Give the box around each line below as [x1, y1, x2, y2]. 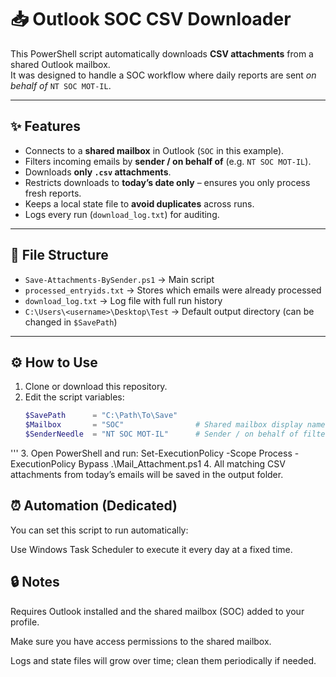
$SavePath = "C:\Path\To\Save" [24, 411, 178, 421]
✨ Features [10, 118, 81, 135]
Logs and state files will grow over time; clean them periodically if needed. [10, 654, 317, 666]
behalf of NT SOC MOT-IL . [10, 79, 112, 91]
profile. [10, 616, 40, 628]
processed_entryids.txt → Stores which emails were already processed [24, 284, 322, 296]
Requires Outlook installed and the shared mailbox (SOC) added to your [10, 605, 305, 617]
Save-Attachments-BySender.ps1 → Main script [24, 273, 215, 285]
